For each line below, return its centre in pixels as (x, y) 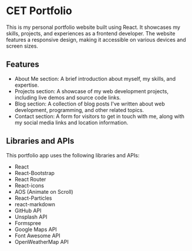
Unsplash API (31, 217)
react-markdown (35, 204)
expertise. (27, 85)
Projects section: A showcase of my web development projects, (92, 91)
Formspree (28, 223)
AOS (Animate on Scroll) (44, 191)
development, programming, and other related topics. (79, 110)
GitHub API (28, 210)
